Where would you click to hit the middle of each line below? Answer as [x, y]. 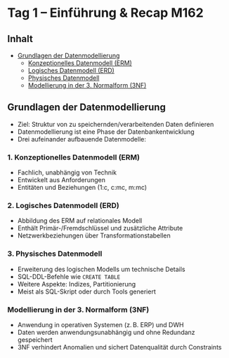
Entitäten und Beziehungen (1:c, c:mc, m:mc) [82, 188]
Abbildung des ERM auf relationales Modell [80, 221]
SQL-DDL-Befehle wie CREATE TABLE [69, 276]
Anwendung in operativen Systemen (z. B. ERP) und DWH [100, 325]
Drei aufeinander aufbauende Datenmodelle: [81, 139]
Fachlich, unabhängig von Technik [67, 172]
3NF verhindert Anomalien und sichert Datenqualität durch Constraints [119, 347]
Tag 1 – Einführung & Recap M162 [105, 13]
